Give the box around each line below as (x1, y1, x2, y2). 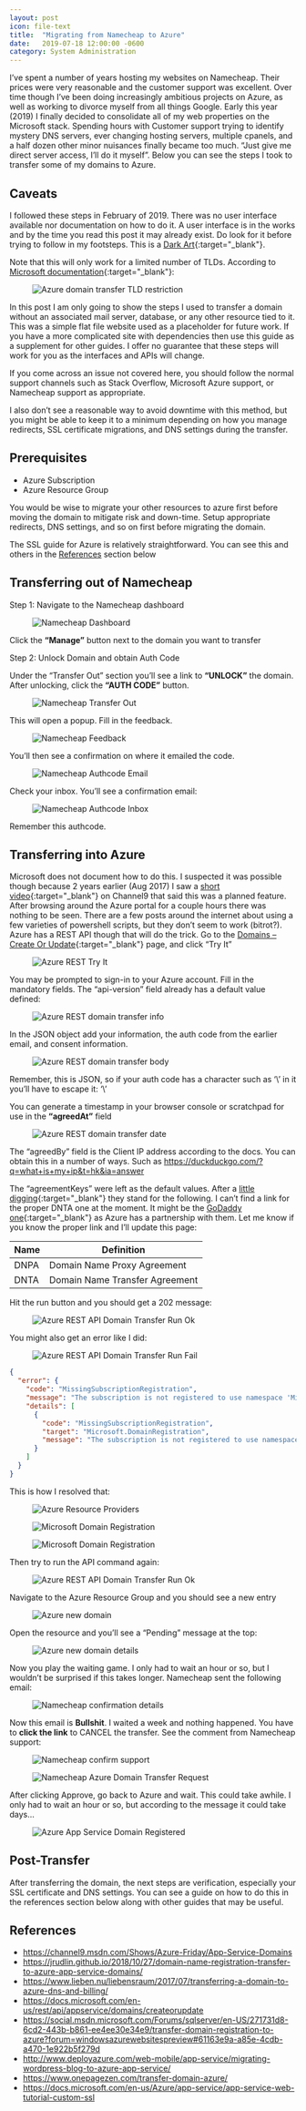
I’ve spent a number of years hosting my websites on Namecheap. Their (9, 72, 280, 83)
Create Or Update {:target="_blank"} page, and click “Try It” (9, 939, 232, 950)
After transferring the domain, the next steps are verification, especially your (9, 1877, 297, 1888)
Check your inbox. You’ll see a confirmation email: (9, 785, 198, 796)
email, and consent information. (9, 1039, 128, 1050)
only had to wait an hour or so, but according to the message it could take (9, 1798, 287, 1809)
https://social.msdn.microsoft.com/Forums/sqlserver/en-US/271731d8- (22, 2014, 289, 2025)
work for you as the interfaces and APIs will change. (9, 350, 205, 361)
